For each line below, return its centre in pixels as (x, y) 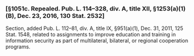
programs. (18, 47)
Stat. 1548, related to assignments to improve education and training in (91, 35)
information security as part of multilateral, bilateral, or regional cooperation (97, 41)
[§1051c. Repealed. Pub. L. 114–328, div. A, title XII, (79, 9)
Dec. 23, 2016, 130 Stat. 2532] (61, 16)
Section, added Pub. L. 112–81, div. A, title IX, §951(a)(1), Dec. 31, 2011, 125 (94, 28)
